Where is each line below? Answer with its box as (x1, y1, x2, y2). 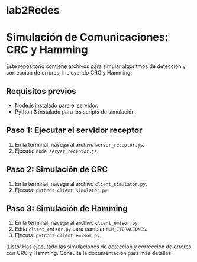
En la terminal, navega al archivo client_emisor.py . (14, 219, 140, 227)
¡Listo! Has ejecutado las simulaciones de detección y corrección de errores (6, 243, 192, 250)
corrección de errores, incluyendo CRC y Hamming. (6, 69, 132, 76)
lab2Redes (6, 4, 60, 17)
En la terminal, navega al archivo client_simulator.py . (14, 180, 147, 187)
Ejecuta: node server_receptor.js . (14, 147, 99, 154)
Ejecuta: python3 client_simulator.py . (14, 186, 109, 193)
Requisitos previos (6, 86, 76, 96)
